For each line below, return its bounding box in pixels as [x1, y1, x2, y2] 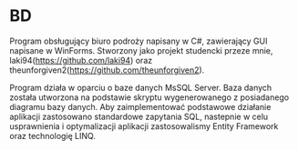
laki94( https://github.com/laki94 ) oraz [9, 55, 153, 65]
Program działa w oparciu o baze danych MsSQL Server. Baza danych [9, 82, 272, 93]
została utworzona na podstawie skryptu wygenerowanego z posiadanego [9, 92, 290, 103]
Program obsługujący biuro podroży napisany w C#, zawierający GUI [9, 35, 268, 46]
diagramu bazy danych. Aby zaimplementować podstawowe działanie [9, 101, 272, 112]
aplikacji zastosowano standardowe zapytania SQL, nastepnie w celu [9, 111, 269, 122]
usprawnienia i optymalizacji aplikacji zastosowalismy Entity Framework [9, 120, 279, 132]
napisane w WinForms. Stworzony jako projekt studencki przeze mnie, [9, 45, 273, 55]
